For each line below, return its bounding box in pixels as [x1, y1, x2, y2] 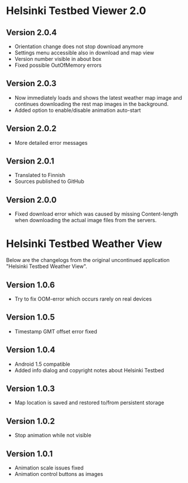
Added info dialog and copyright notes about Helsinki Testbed [14, 366, 165, 373]
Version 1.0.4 [6, 345, 56, 355]
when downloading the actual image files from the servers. [14, 217, 157, 224]
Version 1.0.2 [6, 416, 56, 426]
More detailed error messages [14, 139, 88, 146]
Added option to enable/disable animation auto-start [14, 107, 141, 114]
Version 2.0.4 [6, 28, 57, 38]
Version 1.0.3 [6, 384, 55, 394]
